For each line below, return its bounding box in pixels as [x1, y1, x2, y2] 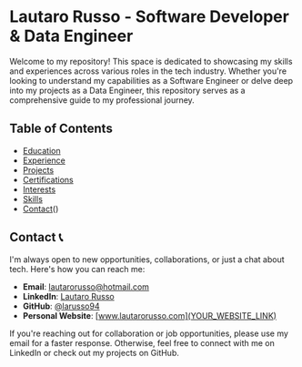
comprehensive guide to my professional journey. [9, 94, 196, 106]
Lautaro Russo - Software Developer [9, 6, 289, 27]
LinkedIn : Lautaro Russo [22, 291, 116, 301]
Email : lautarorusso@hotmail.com [22, 280, 150, 292]
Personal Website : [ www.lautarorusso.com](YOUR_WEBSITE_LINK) [22, 310, 277, 321]
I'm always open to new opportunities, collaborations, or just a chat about [9, 253, 285, 265]
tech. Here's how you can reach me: [9, 263, 146, 274]
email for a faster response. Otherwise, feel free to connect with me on [9, 337, 276, 348]
